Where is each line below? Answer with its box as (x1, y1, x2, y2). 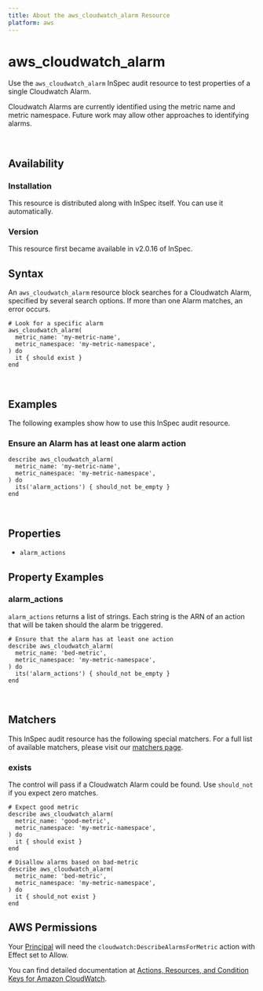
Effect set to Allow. (8, 950, 69, 960)
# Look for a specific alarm (8, 320, 104, 328)
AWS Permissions (8, 921, 97, 934)
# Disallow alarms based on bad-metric (8, 858, 139, 866)
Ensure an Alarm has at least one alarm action (8, 438, 187, 449)
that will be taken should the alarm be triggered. (8, 620, 163, 629)
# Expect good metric (8, 803, 79, 811)
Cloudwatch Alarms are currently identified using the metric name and (8, 102, 236, 112)
